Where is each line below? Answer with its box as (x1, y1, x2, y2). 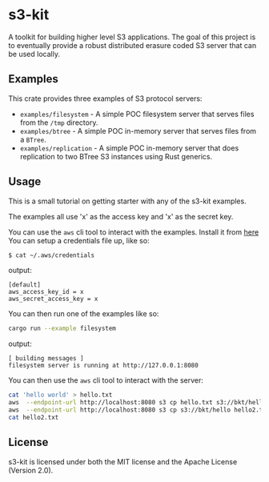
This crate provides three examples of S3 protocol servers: (8, 94, 203, 103)
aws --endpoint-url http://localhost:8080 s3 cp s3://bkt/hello (8, 406, 231, 414)
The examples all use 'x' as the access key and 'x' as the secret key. (8, 211, 234, 221)
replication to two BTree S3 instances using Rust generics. (19, 151, 213, 161)
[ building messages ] (8, 355, 84, 363)
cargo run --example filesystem (8, 324, 116, 333)
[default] (8, 281, 42, 289)
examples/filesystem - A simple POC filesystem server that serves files (19, 109, 255, 118)
